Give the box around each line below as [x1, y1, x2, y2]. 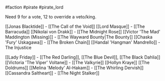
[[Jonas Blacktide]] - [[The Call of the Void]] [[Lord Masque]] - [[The [5, 23, 145, 29]
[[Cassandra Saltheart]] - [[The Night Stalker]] [5, 70, 100, 76]
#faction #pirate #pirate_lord [5, 4, 63, 10]
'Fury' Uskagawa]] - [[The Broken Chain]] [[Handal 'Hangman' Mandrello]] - [5, 39, 161, 45]
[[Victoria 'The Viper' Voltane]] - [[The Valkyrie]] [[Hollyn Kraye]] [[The [5, 60, 150, 65]
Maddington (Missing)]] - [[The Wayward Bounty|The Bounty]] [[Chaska [5, 34, 153, 40]
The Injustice [5, 45, 32, 50]
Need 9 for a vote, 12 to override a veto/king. [5, 14, 97, 19]
